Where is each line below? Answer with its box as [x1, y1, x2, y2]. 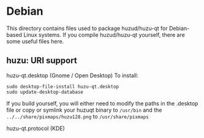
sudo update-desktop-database [6, 89, 84, 95]
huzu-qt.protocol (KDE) [6, 125, 66, 132]
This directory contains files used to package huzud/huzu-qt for [6, 25, 168, 32]
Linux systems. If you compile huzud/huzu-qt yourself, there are [23, 31, 185, 38]
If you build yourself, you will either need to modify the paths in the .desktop [6, 99, 198, 107]
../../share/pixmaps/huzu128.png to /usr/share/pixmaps [6, 112, 149, 120]
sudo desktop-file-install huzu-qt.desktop [6, 83, 119, 90]
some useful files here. [6, 37, 64, 45]
